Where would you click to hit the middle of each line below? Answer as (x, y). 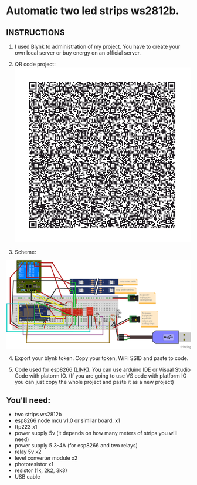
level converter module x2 (46, 458)
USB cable (27, 477)
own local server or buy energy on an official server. (78, 53)
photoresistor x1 (34, 464)
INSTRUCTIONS (36, 33)
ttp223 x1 (26, 427)
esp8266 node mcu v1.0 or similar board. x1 (67, 420)
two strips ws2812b (38, 415)
